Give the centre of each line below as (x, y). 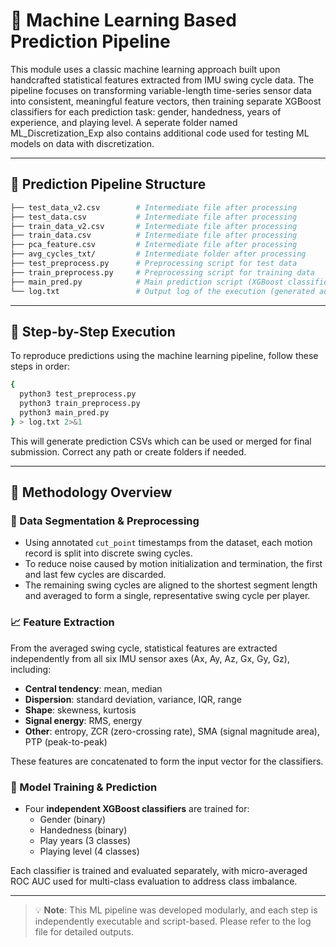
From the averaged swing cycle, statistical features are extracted (144, 648)
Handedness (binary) (83, 830)
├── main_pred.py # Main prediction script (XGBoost (147, 282)
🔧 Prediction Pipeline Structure (108, 184)
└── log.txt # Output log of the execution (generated (162, 291)
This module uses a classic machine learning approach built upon (145, 69)
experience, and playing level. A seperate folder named (124, 122)
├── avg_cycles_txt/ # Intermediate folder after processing (158, 254)
